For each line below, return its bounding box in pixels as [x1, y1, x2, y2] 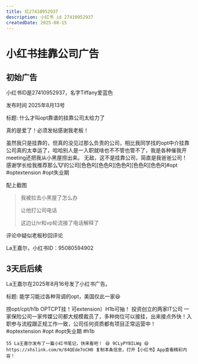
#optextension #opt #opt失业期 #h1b [6, 328, 95, 335]
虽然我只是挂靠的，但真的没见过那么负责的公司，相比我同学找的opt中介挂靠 [6, 140, 190, 147]
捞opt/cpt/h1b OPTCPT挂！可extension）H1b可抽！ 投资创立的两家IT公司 [6, 305, 183, 313]
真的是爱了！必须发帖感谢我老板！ [6, 127, 89, 134]
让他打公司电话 [20, 207, 57, 214]
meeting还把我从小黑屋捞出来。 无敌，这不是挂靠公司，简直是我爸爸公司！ [6, 154, 187, 162]
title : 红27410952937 [6, 8, 58, 15]
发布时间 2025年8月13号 [6, 102, 65, 109]
